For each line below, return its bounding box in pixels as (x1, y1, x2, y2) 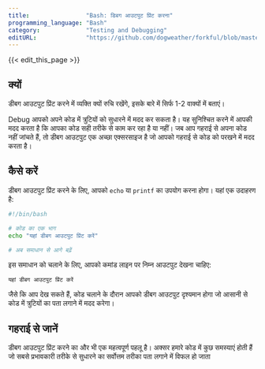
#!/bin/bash (8, 210, 47, 218)
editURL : (8, 33, 37, 42)
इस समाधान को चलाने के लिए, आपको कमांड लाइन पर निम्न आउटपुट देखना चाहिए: (8, 260, 211, 270)
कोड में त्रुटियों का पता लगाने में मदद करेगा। (8, 299, 115, 308)
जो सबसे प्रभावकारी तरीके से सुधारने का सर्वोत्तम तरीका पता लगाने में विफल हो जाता (8, 352, 211, 361)
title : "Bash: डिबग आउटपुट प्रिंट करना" (8, 11, 174, 20)
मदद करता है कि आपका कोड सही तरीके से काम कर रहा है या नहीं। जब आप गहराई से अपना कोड (8, 124, 247, 133)
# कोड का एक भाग (8, 224, 56, 233)
